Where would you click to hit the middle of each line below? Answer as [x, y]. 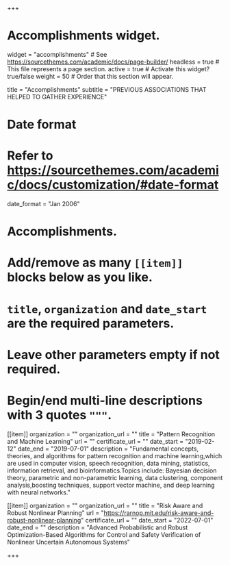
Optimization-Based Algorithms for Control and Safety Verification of [104, 534]
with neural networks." [39, 492]
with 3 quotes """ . [60, 415]
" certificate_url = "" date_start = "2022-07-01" [147, 520]
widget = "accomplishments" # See [57, 54]
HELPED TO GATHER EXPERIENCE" [57, 97]
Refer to [30, 156]
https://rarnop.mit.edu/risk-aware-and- [159, 513]
